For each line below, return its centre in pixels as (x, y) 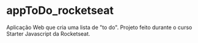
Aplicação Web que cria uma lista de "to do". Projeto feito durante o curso (99, 27)
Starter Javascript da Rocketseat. (48, 33)
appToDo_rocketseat (60, 11)
